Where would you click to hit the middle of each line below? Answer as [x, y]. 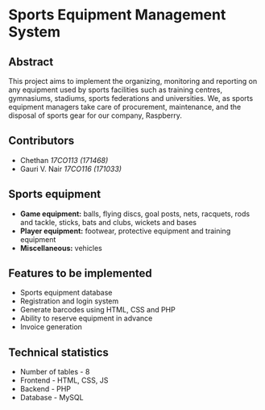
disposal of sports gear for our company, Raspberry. [95, 115]
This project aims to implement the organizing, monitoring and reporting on [133, 81]
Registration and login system [69, 301]
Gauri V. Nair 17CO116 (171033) [71, 169]
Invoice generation [51, 327]
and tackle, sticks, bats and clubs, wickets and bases [108, 222]
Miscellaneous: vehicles [61, 248]
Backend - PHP [45, 389]
